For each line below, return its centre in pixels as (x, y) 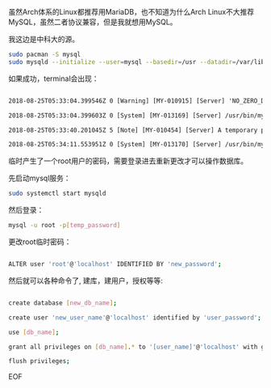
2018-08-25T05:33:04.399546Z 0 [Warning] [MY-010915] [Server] (117, 101)
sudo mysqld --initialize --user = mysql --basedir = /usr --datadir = (122, 62)
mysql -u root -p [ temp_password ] (65, 226)
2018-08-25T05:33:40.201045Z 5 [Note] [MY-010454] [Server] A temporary (133, 130)
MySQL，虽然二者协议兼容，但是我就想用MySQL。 (93, 22)
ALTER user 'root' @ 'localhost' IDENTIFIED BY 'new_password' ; (115, 264)
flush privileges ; (39, 361)
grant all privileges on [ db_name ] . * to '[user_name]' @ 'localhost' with (133, 347)
